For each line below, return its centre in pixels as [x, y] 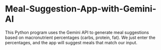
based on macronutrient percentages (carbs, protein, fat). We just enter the [80, 37]
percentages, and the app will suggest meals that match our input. [71, 42]
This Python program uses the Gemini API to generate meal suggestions [77, 32]
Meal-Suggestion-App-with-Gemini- [81, 9]
